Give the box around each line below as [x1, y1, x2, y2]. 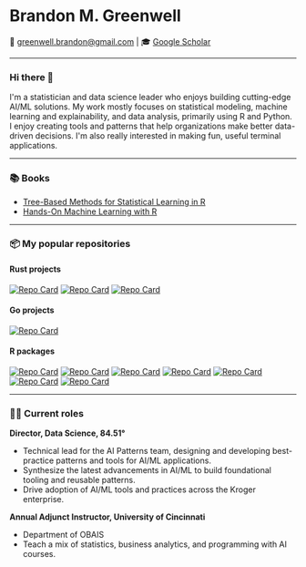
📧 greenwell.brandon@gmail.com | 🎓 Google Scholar [9, 36, 211, 46]
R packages [9, 345, 56, 356]
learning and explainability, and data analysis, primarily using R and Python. [9, 111, 293, 122]
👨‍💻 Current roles [9, 407, 85, 419]
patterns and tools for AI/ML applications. [56, 455, 212, 466]
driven [9, 130, 34, 141]
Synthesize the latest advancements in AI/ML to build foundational [22, 465, 271, 476]
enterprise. [22, 494, 65, 505]
